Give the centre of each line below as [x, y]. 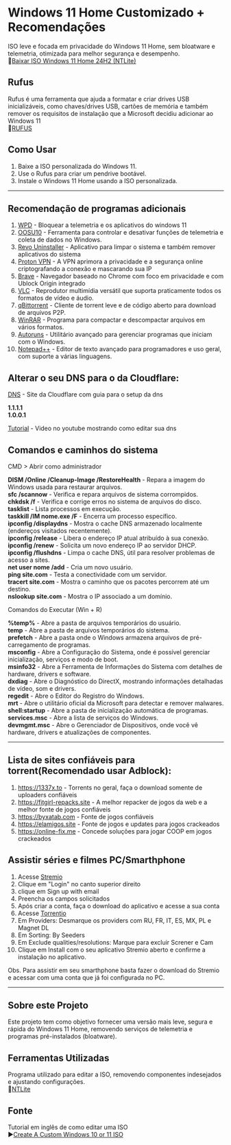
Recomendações [57, 27]
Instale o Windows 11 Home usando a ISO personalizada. [97, 180]
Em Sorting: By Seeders [51, 935]
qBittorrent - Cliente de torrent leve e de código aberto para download [117, 305]
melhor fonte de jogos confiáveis [64, 809]
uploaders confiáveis [47, 794]
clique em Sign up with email [58, 891]
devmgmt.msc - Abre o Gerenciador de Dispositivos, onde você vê [103, 725]
